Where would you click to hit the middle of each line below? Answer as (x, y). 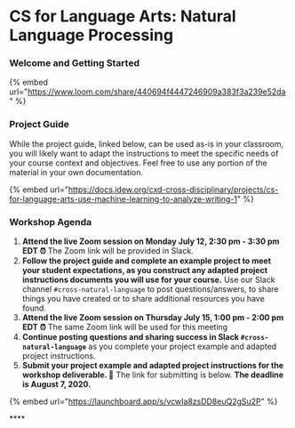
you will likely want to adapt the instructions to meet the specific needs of (144, 153)
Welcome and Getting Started (75, 63)
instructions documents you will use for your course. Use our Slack (148, 280)
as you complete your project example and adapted (183, 347)
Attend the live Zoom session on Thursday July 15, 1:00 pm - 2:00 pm (153, 318)
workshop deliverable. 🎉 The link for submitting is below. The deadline (153, 375)
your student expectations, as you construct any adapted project (145, 271)
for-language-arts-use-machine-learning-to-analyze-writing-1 (124, 198)
